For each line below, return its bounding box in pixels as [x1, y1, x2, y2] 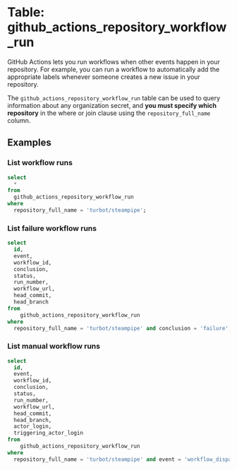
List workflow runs [7, 158, 73, 168]
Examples [7, 137, 51, 149]
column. [7, 116, 31, 124]
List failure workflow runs [7, 223, 97, 233]
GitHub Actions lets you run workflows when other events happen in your [7, 57, 220, 66]
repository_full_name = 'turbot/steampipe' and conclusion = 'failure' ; [13, 325, 232, 332]
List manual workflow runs [7, 342, 101, 351]
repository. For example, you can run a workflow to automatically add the [7, 65, 220, 73]
